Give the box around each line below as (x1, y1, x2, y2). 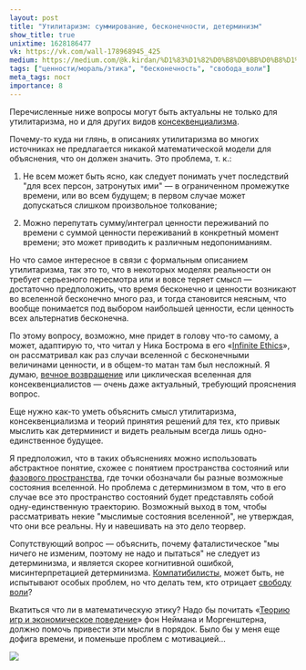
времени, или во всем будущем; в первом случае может (22, 190, 246, 201)
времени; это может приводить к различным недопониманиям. (22, 236, 272, 247)
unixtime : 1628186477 (9, 38, 92, 48)
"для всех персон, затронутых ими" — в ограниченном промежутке (22, 180, 290, 191)
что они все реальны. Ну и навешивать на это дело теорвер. (9, 521, 247, 531)
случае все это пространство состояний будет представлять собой (9, 491, 274, 502)
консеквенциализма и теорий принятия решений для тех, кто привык (9, 416, 280, 427)
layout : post (9, 13, 59, 23)
